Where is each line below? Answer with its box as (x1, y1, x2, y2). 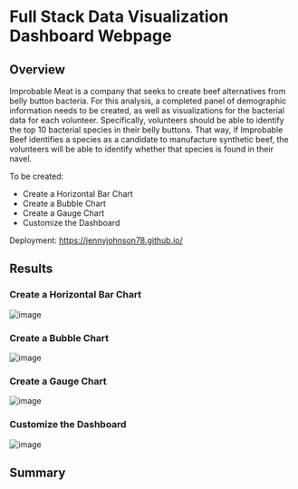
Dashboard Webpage (9, 25, 172, 46)
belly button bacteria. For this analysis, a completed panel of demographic (9, 95, 287, 106)
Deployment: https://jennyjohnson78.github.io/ (9, 235, 183, 246)
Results (9, 261, 53, 277)
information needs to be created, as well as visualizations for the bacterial (9, 105, 285, 115)
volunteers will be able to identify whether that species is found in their (9, 143, 274, 154)
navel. (9, 153, 33, 164)
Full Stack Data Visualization (9, 6, 229, 27)
